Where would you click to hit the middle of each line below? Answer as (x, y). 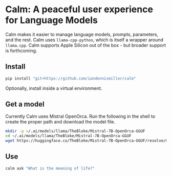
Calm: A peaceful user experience (79, 9)
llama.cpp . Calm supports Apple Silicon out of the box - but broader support (86, 45)
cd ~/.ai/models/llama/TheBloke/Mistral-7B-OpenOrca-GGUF (68, 136)
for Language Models (52, 20)
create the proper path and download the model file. (60, 122)
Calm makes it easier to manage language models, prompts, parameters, (82, 34)
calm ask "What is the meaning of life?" (50, 168)
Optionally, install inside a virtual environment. (54, 88)
